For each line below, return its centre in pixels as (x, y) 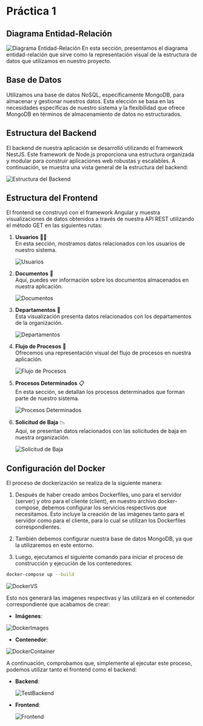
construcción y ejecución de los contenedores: (74, 563)
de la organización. (39, 323)
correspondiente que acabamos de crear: (58, 605)
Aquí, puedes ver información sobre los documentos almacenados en (102, 280)
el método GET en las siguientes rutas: (55, 225)
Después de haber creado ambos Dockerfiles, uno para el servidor (98, 495)
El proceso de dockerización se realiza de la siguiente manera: (84, 483)
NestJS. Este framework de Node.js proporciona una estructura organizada (100, 154)
